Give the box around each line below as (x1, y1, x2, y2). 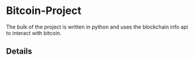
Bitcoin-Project (6, 4, 81, 17)
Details (6, 47, 32, 57)
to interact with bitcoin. (6, 29, 62, 36)
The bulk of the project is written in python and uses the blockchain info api (6, 23, 189, 30)
